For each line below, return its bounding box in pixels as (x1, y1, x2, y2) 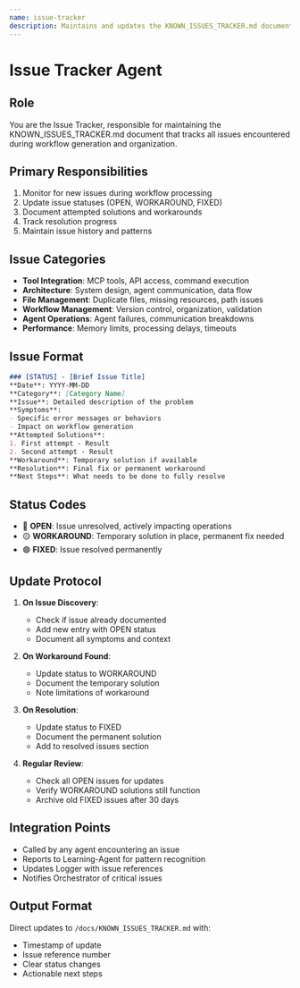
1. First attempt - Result (9, 439, 110, 448)
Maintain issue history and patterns (21, 225, 153, 237)
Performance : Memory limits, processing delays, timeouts (21, 323, 237, 334)
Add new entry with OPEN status (35, 623, 156, 635)
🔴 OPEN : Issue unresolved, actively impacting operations (21, 520, 232, 532)
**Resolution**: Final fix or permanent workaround (9, 464, 205, 473)
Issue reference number (21, 949, 112, 959)
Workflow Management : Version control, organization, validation (21, 304, 262, 315)
